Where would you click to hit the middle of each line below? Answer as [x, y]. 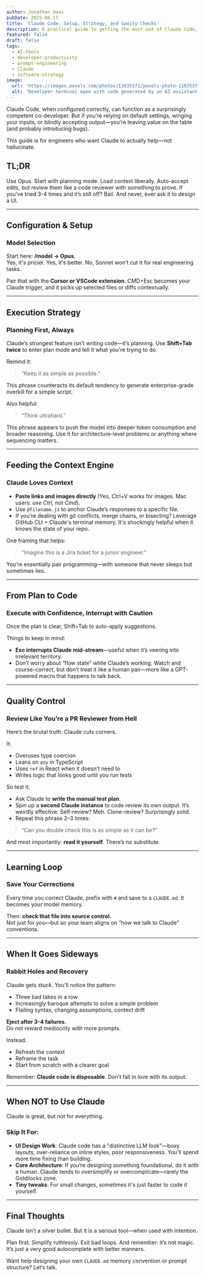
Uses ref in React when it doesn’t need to [68, 769]
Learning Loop [34, 867]
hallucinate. [21, 147]
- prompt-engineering [39, 63]
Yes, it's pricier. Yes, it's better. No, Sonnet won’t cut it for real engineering [100, 263]
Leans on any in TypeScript [49, 762]
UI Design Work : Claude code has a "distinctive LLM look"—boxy [97, 1146]
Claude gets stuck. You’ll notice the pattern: [61, 985]
